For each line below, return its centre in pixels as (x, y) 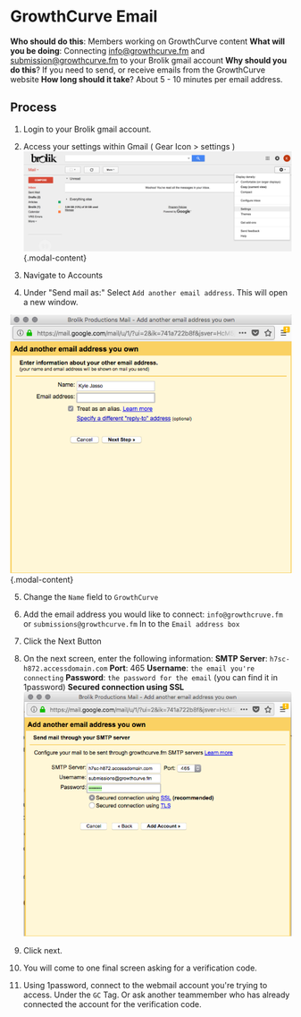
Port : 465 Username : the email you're (182, 668)
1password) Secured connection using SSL (104, 687)
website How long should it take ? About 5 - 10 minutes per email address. (146, 79)
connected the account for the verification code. (112, 1004)
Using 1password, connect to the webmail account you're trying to (145, 985)
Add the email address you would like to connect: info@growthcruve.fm (153, 614)
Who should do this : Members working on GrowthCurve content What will (147, 41)
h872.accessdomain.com (65, 669)
